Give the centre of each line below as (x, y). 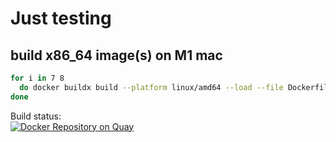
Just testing (61, 18)
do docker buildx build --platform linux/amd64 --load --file (151, 87)
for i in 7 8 (37, 78)
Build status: (36, 116)
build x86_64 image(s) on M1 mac (116, 55)
